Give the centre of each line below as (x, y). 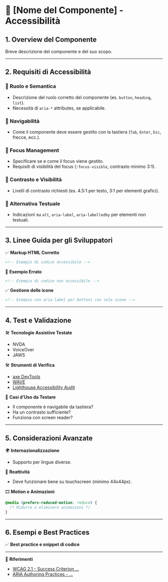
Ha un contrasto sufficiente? (41, 412)
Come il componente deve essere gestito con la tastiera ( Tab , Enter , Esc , (87, 132)
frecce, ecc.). (26, 137)
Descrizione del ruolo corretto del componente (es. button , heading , (82, 97)
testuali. (20, 220)
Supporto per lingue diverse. (42, 462)
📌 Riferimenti (19, 559)
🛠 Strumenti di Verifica (30, 365)
